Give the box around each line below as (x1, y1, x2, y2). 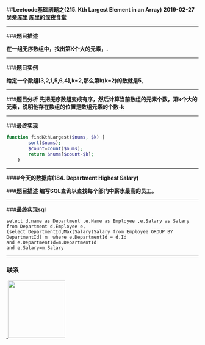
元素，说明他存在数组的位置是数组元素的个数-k (6, 103, 124, 111)
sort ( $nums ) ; (28, 140, 62, 146)
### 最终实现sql (6, 206, 46, 213)
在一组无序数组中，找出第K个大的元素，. (6, 45, 109, 53)
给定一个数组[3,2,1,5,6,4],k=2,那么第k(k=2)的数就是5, (6, 77, 143, 84)
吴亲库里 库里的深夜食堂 (6, 13, 67, 21)
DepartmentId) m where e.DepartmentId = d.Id (6, 234, 127, 241)
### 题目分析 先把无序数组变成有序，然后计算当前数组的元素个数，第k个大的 (6, 96, 198, 103)
